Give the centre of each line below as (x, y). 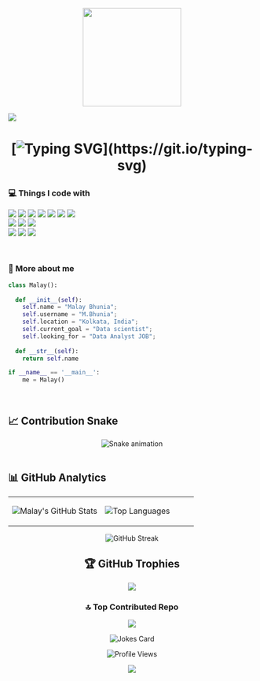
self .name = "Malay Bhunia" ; (70, 307)
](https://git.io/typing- (178, 149)
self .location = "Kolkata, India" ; (81, 322)
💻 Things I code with (49, 193)
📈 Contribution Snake (63, 421)
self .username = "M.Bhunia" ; (70, 314)
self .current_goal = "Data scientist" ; (88, 329)
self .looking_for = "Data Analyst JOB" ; (89, 336)
